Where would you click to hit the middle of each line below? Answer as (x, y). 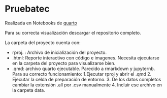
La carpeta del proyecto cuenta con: (43, 42)
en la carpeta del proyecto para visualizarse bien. (64, 63)
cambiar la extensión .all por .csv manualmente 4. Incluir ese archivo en (87, 85)
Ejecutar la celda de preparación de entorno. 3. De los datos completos (87, 79)
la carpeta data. (28, 90)
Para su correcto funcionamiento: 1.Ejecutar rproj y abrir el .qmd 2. (82, 74)
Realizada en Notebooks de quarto (41, 23)
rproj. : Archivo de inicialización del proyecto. (59, 52)
